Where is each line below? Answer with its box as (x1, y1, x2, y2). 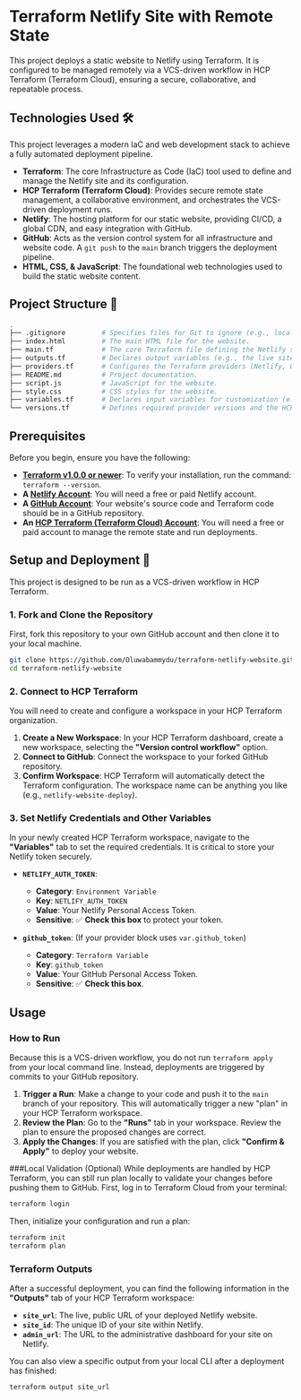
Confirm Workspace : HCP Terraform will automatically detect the (21, 771, 266, 782)
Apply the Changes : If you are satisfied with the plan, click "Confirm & (21, 1136, 285, 1147)
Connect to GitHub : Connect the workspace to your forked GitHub (21, 751, 269, 763)
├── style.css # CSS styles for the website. (9, 387, 219, 396)
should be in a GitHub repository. (21, 508, 145, 518)
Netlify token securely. (9, 851, 92, 862)
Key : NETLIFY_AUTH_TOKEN (35, 895, 128, 906)
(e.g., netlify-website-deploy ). (21, 790, 138, 800)
